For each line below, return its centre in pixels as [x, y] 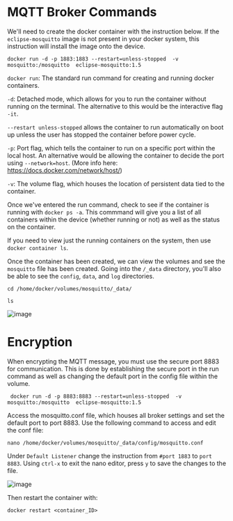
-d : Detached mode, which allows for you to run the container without [107, 99]
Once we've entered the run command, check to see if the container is [109, 204]
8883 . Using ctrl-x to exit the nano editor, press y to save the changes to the [117, 463]
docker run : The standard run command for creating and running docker [111, 78]
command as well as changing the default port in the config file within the [112, 376]
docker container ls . [38, 247]
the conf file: [25, 430]
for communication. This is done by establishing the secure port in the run [113, 368]
